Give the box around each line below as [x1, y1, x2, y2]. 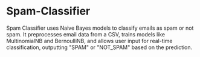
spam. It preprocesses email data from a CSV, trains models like [6, 30, 165, 38]
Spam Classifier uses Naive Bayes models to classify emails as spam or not [6, 24, 194, 32]
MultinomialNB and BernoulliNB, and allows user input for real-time [6, 37, 173, 44]
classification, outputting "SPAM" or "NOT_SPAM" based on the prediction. [6, 44, 193, 51]
